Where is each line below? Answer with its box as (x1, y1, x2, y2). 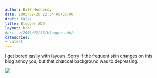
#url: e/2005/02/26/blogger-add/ (5, 30, 74, 35)
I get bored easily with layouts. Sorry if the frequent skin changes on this (5, 53, 153, 59)
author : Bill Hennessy (5, 7, 52, 12)
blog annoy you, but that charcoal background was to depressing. (5, 58, 139, 64)
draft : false (5, 16, 32, 21)
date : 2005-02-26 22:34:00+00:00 (5, 12, 74, 17)
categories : (5, 35, 30, 40)
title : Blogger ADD (5, 21, 45, 26)
